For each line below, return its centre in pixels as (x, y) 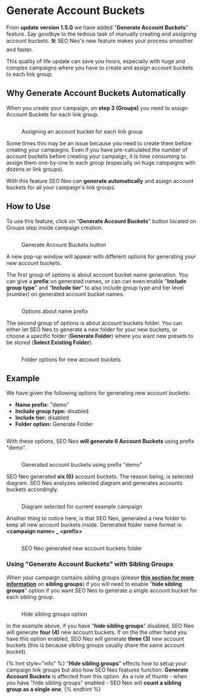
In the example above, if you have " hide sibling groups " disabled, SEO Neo (100, 625)
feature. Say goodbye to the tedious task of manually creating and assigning (101, 33)
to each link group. (30, 74)
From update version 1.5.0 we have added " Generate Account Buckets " (97, 27)
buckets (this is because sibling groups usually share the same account (95, 645)
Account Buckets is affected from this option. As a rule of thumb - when (97, 676)
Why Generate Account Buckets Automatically (96, 93)
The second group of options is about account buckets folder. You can (95, 323)
